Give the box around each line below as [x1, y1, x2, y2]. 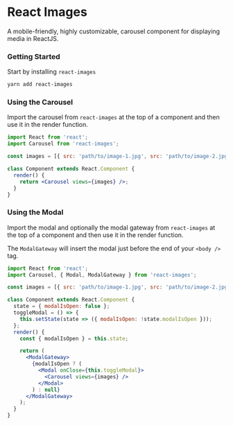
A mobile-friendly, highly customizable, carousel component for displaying [7, 27, 221, 35]
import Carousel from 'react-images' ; [7, 140, 119, 148]
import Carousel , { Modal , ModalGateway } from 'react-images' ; [7, 271, 197, 278]
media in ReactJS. [7, 34, 59, 42]
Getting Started [7, 51, 60, 61]
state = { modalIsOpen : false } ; [13, 303, 110, 310]
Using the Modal [7, 207, 64, 217]
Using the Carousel [7, 98, 74, 107]
